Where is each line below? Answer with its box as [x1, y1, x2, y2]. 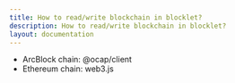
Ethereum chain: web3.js [22, 63, 114, 74]
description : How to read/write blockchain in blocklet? [9, 21, 227, 30]
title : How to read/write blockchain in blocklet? [9, 12, 203, 22]
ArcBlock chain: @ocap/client [22, 54, 133, 65]
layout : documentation [9, 29, 94, 38]
